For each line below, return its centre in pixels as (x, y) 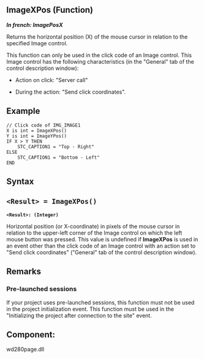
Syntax (20, 182)
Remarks (24, 272)
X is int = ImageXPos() (37, 130)
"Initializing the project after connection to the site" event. (79, 316)
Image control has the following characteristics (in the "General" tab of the (100, 61)
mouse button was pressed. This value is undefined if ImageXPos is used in (102, 239)
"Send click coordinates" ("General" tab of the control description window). (102, 252)
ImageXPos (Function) (50, 10)
